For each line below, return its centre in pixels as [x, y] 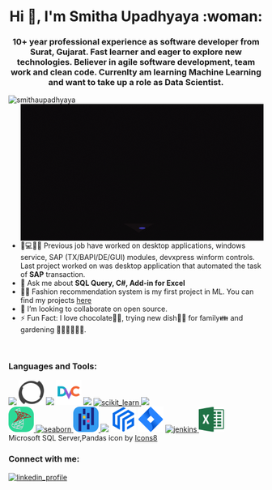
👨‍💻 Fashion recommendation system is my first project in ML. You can [137, 292]
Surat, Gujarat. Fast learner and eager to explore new [136, 52]
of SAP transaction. [53, 275]
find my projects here [55, 300]
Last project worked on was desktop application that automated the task [140, 266]
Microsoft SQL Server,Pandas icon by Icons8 [83, 437]
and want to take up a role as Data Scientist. [136, 83]
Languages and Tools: [53, 366]
